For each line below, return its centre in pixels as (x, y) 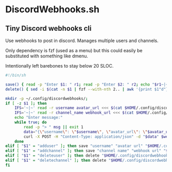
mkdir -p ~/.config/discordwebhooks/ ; (47, 98)
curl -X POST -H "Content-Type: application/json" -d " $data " (91, 137)
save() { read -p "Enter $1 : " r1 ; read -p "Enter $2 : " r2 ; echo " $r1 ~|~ (87, 84)
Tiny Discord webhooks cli (48, 28)
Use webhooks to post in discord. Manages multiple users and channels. (82, 40)
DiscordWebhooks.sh (52, 9)
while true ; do (31, 122)
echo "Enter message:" (39, 118)
